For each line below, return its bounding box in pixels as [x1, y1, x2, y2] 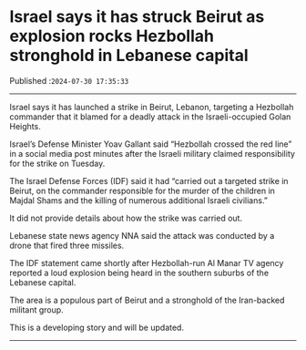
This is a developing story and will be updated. [9, 322, 185, 333]
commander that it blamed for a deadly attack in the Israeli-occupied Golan [9, 111, 291, 122]
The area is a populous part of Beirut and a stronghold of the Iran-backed [9, 294, 285, 305]
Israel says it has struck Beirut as [9, 6, 265, 27]
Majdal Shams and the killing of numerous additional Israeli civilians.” [9, 194, 269, 206]
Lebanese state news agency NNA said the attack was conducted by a [9, 230, 275, 241]
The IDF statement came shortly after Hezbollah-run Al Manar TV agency [9, 257, 284, 268]
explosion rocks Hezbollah [9, 26, 214, 46]
